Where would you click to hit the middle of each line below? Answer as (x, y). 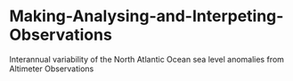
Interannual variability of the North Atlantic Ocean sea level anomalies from (147, 59)
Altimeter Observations (52, 69)
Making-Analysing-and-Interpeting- (146, 16)
